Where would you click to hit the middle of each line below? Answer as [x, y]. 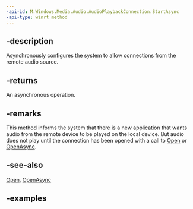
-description [30, 41]
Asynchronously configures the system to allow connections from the [91, 56]
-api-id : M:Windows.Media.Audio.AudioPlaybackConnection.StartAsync [93, 12]
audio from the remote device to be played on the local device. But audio [95, 134]
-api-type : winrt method [37, 17]
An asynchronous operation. [41, 95]
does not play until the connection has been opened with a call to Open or [96, 140]
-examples [26, 199]
